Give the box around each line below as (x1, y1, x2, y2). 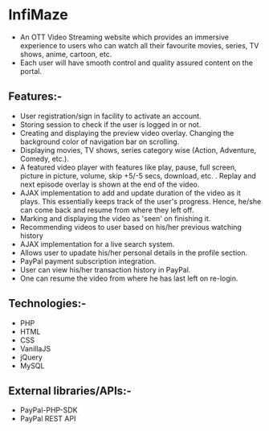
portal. (19, 66, 43, 76)
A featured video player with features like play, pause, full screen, (19, 162, 237, 172)
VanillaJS (19, 343, 51, 353)
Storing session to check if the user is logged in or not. (19, 119, 202, 129)
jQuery (19, 352, 43, 362)
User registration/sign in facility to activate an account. (19, 111, 202, 121)
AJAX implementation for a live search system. (19, 239, 175, 248)
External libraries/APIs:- (8, 384, 132, 397)
